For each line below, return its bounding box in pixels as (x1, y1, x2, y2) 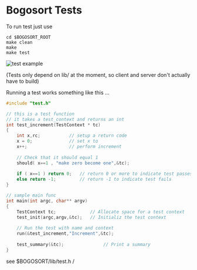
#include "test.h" (6, 100, 51, 106)
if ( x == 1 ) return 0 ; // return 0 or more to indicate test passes (16, 171, 193, 177)
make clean (6, 39, 33, 45)
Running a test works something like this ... (6, 89, 110, 96)
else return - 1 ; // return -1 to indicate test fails (16, 177, 172, 183)
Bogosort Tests (6, 4, 82, 17)
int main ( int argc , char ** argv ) (6, 198, 88, 204)
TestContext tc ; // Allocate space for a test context (16, 209, 185, 215)
